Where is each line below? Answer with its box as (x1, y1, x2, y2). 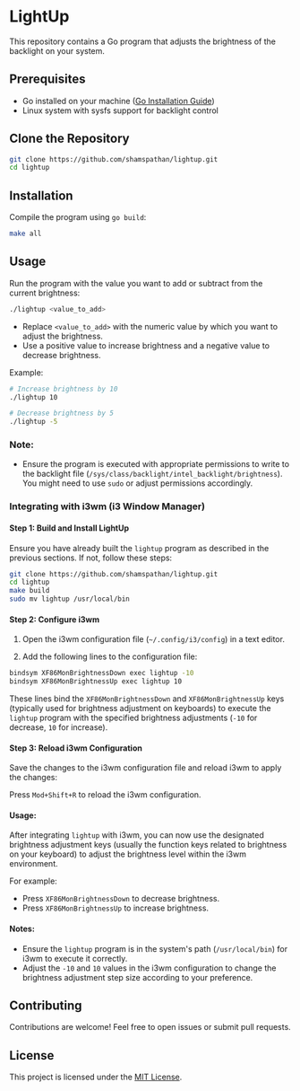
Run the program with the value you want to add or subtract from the (9, 277, 263, 288)
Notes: (9, 923, 36, 935)
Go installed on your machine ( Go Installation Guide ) (21, 95, 215, 106)
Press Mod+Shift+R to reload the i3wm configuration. (9, 789, 201, 800)
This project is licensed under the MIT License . (9, 1071, 183, 1083)
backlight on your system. (9, 45, 106, 56)
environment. (9, 858, 58, 869)
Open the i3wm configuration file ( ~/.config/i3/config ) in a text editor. (21, 634, 285, 645)
